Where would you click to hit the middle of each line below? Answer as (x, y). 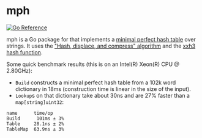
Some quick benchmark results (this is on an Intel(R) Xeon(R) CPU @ (93, 64)
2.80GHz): (19, 70)
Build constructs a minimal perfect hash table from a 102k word (95, 82)
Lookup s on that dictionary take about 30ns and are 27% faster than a (102, 95)
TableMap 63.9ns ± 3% (35, 129)
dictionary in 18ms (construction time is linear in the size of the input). (103, 89)
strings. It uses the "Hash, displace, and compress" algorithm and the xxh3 (101, 46)
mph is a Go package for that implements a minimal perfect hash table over (101, 39)
